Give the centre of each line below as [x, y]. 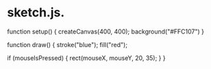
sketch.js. [36, 13]
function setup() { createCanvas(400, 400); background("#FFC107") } [105, 31]
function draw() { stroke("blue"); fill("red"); [67, 44]
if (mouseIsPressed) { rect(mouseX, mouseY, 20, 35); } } [86, 58]
